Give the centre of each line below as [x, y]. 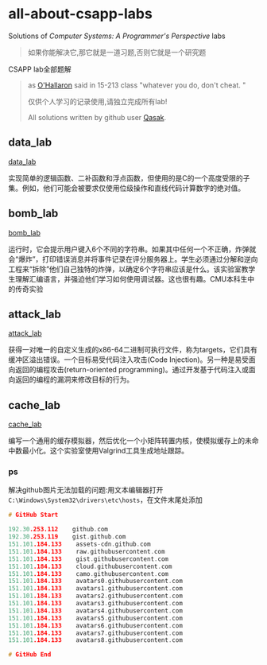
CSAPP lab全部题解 [40, 69]
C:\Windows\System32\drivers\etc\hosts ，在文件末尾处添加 [105, 500]
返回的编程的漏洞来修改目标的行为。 [74, 379]
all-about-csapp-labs [80, 14]
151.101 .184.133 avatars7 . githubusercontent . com [95, 633]
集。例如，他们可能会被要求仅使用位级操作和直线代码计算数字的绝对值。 [126, 188]
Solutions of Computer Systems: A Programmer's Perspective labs [117, 36]
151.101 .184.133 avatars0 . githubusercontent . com [95, 581]
